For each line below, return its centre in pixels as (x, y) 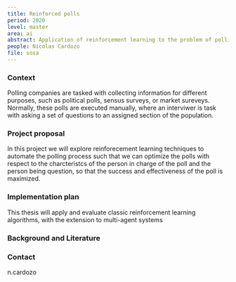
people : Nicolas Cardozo (44, 46)
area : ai (20, 33)
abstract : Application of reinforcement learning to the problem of (110, 40)
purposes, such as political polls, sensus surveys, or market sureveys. (109, 101)
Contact (21, 257)
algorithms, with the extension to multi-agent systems (85, 219)
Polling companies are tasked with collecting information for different (107, 93)
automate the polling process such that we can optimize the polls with (109, 156)
